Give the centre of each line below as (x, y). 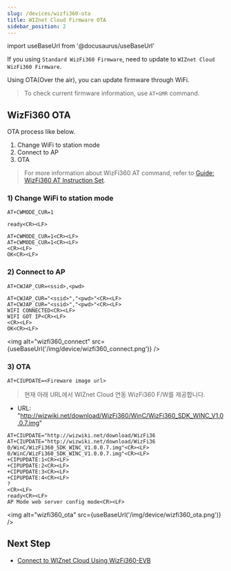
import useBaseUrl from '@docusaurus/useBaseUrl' (81, 46)
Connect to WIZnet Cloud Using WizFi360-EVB (84, 560)
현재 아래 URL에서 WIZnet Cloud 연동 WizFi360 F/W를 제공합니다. (114, 394)
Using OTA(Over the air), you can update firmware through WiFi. (98, 80)
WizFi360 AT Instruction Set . (64, 181)
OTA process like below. (41, 132)
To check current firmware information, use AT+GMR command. (112, 93)
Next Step (29, 544)
